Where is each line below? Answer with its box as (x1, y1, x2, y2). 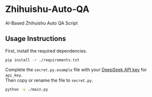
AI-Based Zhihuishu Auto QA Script (5, 20, 78, 26)
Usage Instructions (5, 34, 66, 43)
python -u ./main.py (5, 86, 49, 92)
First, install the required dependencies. (5, 47, 87, 53)
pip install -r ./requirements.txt (5, 57, 80, 62)
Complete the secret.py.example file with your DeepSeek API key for (5, 66, 147, 72)
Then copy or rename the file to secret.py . (5, 77, 93, 83)
